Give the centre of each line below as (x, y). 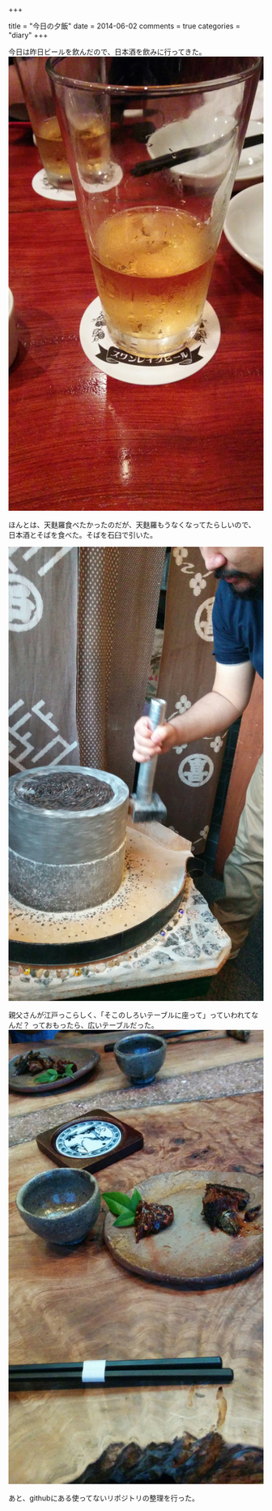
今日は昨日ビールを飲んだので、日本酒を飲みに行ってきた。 (107, 52)
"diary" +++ (28, 35)
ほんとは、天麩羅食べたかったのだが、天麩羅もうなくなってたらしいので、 (132, 525)
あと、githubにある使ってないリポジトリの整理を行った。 (104, 1498)
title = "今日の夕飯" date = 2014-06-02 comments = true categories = (124, 26)
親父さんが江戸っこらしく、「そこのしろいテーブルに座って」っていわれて (130, 1015)
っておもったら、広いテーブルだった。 (95, 1025)
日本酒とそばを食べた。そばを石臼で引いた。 (83, 535)
